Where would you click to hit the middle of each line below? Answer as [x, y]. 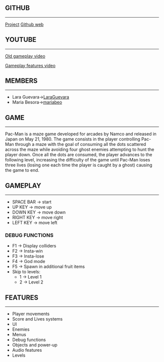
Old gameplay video [25, 56]
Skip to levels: [26, 272]
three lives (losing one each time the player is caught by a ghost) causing [79, 165]
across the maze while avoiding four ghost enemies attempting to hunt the [80, 150]
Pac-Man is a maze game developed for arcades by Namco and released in [81, 134]
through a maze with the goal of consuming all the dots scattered [81, 144]
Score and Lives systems [37, 319]
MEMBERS [21, 81]
